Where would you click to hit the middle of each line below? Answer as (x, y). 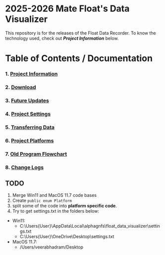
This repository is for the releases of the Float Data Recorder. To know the (81, 33)
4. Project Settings (28, 114)
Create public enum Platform (42, 201)
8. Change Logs (24, 167)
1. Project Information (31, 74)
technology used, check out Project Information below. (62, 38)
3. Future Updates (27, 100)
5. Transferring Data (30, 127)
